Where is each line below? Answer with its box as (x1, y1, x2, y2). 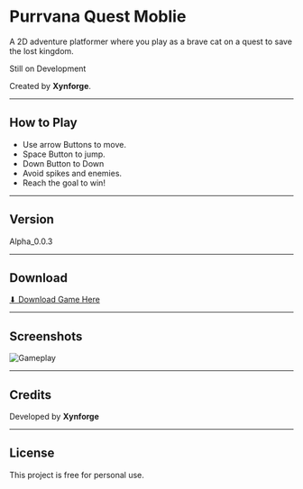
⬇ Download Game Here (9, 294, 101, 305)
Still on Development (9, 63, 87, 74)
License (9, 446, 55, 461)
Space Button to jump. (22, 149, 106, 159)
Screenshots (9, 329, 83, 344)
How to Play (9, 115, 78, 131)
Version (9, 212, 54, 227)
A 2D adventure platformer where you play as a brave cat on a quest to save (9, 36, 293, 47)
